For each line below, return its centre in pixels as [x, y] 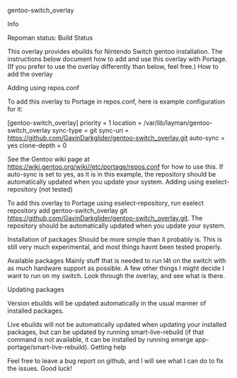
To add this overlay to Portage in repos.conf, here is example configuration [116, 101]
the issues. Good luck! [40, 368]
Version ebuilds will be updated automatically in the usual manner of [107, 303]
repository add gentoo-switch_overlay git [67, 211]
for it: [15, 109]
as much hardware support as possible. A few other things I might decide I [116, 268]
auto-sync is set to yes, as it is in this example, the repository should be [112, 174]
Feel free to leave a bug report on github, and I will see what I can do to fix [116, 361]
